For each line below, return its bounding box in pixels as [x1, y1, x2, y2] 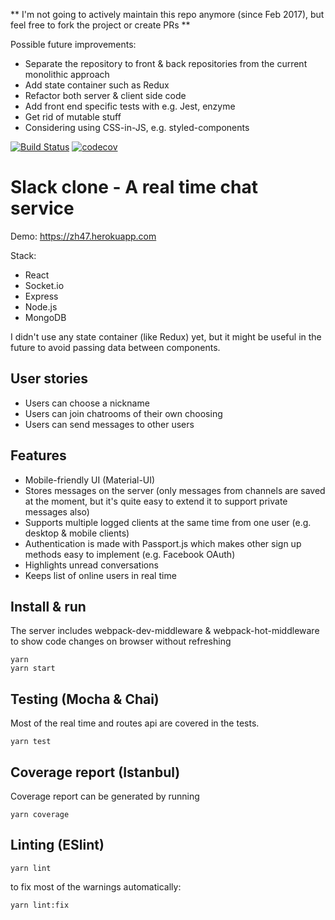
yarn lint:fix [10, 900, 70, 910]
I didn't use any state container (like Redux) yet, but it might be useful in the [10, 330, 322, 343]
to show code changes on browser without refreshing [10, 635, 232, 648]
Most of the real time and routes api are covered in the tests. [10, 717, 260, 729]
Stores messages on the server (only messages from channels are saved [24, 484, 326, 496]
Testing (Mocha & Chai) [10, 690, 160, 708]
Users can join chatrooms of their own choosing [24, 407, 223, 419]
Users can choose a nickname [24, 397, 150, 409]
